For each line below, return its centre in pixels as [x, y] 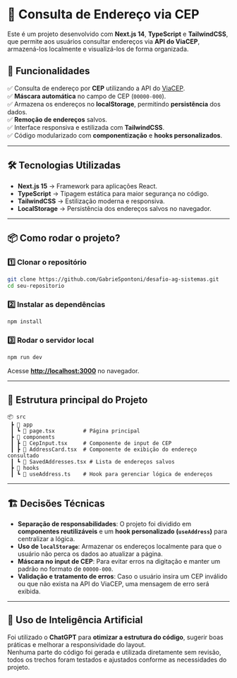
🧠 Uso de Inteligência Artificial [75, 620]
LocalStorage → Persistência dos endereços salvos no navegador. [114, 208]
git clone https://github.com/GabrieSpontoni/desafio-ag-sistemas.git [113, 279]
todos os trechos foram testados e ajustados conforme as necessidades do [117, 660]
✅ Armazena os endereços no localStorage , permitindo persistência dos [114, 104]
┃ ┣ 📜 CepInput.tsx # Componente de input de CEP [91, 444]
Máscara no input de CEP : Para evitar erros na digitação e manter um [119, 561]
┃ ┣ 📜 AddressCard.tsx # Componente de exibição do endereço [104, 450]
